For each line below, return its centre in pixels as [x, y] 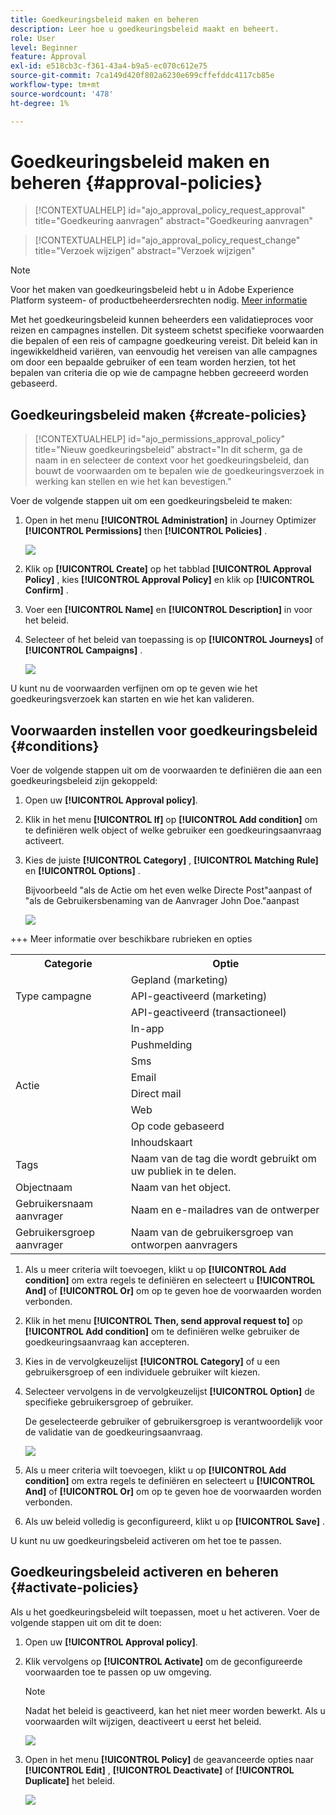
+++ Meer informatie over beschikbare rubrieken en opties [131, 939]
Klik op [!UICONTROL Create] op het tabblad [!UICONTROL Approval [168, 569]
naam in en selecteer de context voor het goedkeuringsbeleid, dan [172, 460]
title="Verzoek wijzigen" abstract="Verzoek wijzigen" [145, 251]
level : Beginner [44, 47]
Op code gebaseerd [177, 1126]
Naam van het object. [181, 1188]
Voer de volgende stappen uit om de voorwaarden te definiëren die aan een [166, 770]
